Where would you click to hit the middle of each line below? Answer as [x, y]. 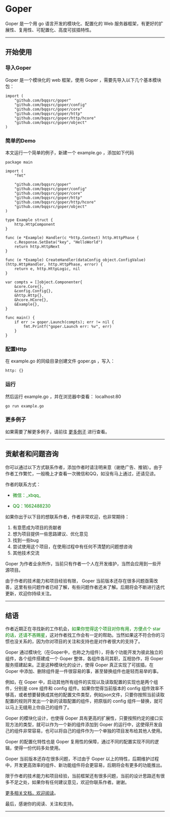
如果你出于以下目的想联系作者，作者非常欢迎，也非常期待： [67, 517]
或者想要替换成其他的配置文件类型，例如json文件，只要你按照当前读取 [92, 695]
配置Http [16, 349]
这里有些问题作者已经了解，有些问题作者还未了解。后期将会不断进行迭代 [89, 587]
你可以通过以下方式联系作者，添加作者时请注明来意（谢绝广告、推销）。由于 [84, 467]
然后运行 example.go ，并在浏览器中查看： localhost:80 [63, 396]
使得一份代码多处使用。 [38, 748]
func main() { [20, 318]
